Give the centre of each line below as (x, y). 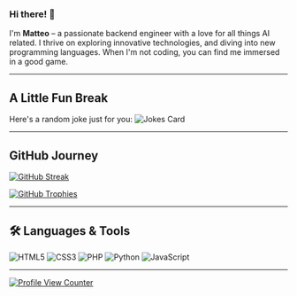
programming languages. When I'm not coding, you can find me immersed (145, 52)
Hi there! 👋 (32, 14)
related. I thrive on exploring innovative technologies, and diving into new (142, 43)
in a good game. (39, 62)
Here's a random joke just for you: (71, 120)
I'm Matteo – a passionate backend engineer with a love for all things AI (140, 34)
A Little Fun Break (59, 98)
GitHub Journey (54, 156)
